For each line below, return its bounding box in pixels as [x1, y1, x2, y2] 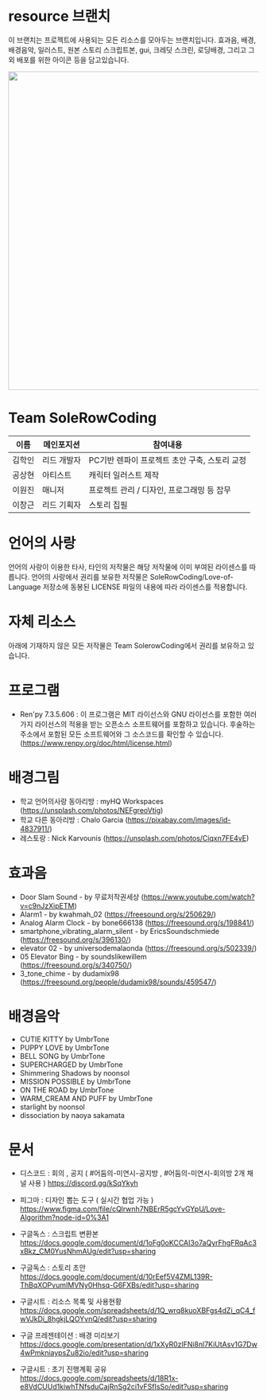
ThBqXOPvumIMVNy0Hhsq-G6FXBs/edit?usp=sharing [19, 1280, 199, 1290]
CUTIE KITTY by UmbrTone [19, 1034, 110, 1044]
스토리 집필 [88, 499, 128, 510]
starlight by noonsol [19, 1102, 85, 1112]
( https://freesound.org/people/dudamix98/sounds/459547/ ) [19, 977, 217, 987]
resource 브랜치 [8, 7, 111, 25]
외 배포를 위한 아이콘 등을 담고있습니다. [8, 55, 130, 64]
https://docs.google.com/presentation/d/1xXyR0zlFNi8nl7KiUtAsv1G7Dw [19, 1339, 258, 1350]
